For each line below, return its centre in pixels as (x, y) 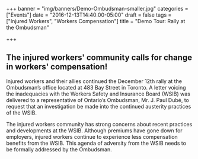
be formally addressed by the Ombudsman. (59, 149)
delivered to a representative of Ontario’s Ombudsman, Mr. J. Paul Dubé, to (98, 100)
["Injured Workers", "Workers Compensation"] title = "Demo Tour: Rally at (96, 21)
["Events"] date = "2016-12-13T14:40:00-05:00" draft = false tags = (89, 15)
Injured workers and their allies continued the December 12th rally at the (94, 81)
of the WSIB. (22, 113)
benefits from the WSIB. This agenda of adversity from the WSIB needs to (96, 143)
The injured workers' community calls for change (99, 58)
